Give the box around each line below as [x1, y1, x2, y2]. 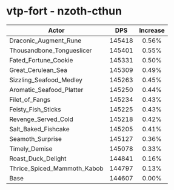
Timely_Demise [9, 144, 53, 152]
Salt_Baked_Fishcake [9, 125, 70, 133]
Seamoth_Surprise [9, 134, 62, 143]
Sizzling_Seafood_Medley [9, 76, 83, 84]
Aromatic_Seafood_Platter [9, 85, 84, 94]
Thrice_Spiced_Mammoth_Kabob [9, 164, 104, 172]
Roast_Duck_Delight [9, 154, 67, 163]
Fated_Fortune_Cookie [9, 56, 73, 64]
